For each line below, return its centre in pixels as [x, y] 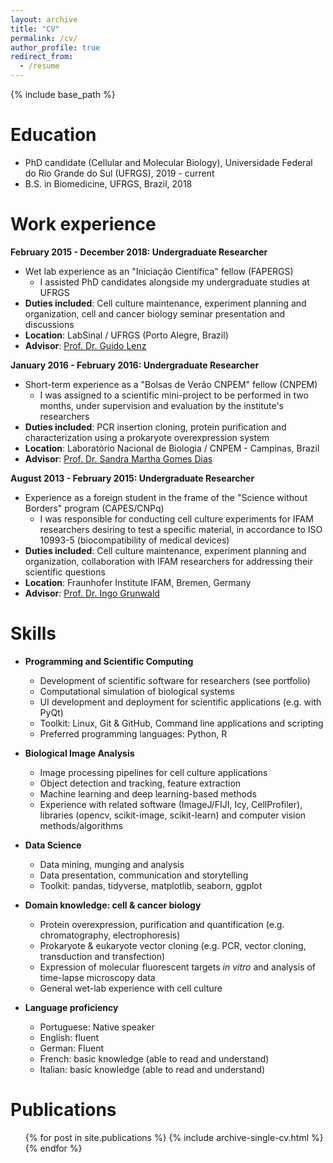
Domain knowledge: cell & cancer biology [113, 905]
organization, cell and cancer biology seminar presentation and [155, 313]
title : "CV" [35, 29]
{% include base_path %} [63, 94]
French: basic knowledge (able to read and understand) [154, 1058]
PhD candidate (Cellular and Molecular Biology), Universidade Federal [168, 162]
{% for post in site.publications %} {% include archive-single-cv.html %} [174, 1137]
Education [53, 135]
